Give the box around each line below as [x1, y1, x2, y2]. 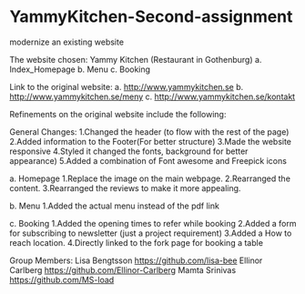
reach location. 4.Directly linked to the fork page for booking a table [9, 237, 264, 248]
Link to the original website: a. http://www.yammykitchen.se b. [9, 81, 244, 92]
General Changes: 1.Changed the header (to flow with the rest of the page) [9, 126, 290, 137]
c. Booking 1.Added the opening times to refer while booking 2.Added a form [9, 218, 297, 228]
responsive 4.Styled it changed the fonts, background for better [9, 146, 249, 157]
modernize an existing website [9, 36, 125, 47]
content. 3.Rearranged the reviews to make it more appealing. [9, 182, 241, 193]
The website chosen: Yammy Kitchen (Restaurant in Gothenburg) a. [9, 54, 262, 65]
